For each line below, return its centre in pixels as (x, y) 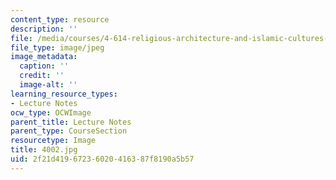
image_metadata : (44, 57)
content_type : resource (60, 19)
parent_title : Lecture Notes (71, 122)
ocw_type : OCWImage (51, 112)
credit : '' (42, 76)
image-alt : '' (48, 85)
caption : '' (44, 66)
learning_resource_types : (64, 94)
